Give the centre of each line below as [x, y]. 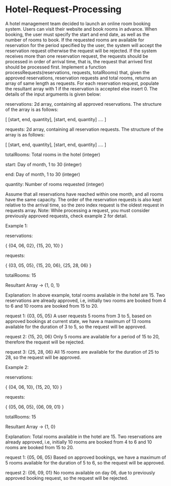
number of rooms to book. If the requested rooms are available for [75, 40]
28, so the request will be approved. [43, 357]
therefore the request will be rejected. [45, 342]
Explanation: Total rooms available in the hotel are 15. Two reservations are [84, 436]
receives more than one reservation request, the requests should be [77, 56]
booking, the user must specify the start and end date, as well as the [77, 34]
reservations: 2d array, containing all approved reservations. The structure [83, 104]
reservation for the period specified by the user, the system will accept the [84, 45]
